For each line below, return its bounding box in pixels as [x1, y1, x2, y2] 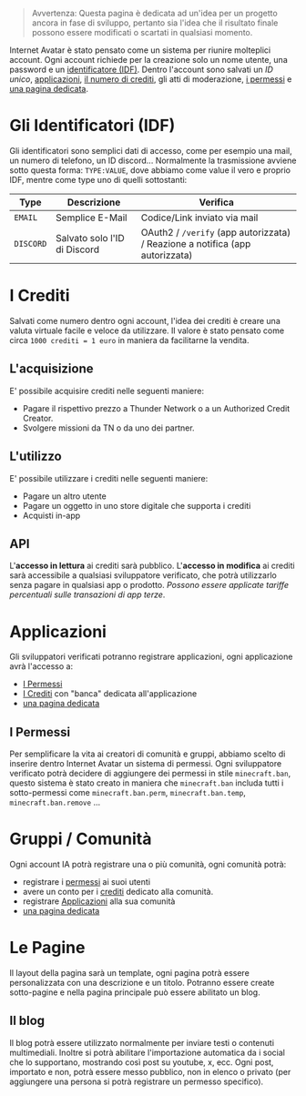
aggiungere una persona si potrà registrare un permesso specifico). [9, 1076, 264, 1087]
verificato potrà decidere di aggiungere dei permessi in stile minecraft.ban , [9, 768, 291, 779]
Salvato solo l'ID [56, 231, 125, 244]
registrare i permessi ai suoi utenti [22, 877, 151, 887]
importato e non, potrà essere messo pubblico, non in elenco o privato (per [9, 1066, 291, 1077]
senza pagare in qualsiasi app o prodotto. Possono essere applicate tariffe [9, 580, 290, 591]
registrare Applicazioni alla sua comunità [22, 896, 176, 907]
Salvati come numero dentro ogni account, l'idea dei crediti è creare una [9, 315, 280, 326]
